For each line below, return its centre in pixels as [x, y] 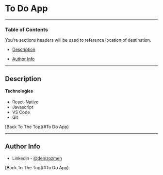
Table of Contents [27, 30]
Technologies [19, 91]
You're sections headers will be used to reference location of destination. [78, 40]
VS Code [21, 112]
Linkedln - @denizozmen [37, 158]
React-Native [25, 102]
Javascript [23, 107]
